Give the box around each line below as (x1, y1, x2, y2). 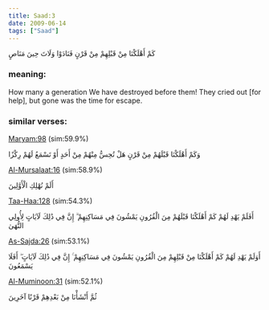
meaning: (8, 69, 47, 80)
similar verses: (8, 116, 67, 127)
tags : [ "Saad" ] (8, 27, 59, 35)
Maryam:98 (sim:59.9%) (8, 133, 89, 143)
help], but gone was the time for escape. (8, 96, 143, 105)
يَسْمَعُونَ (8, 260, 34, 270)
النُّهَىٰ (8, 220, 24, 230)
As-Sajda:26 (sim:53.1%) (8, 236, 90, 246)
